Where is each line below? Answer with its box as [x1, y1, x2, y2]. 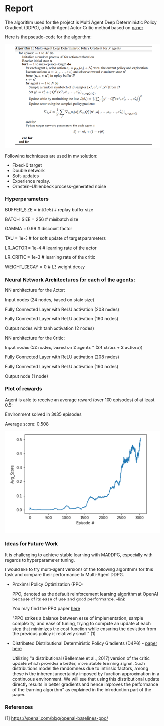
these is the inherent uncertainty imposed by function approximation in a [12, 670, 160, 677]
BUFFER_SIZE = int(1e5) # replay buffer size [5, 207, 94, 213]
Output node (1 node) [5, 373, 48, 379]
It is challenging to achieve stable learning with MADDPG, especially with [5, 552, 153, 558]
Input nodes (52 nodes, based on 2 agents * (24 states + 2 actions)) [5, 345, 143, 350]
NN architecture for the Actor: [5, 287, 65, 293]
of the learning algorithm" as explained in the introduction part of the [12, 686, 151, 692]
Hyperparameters [5, 195, 49, 202]
